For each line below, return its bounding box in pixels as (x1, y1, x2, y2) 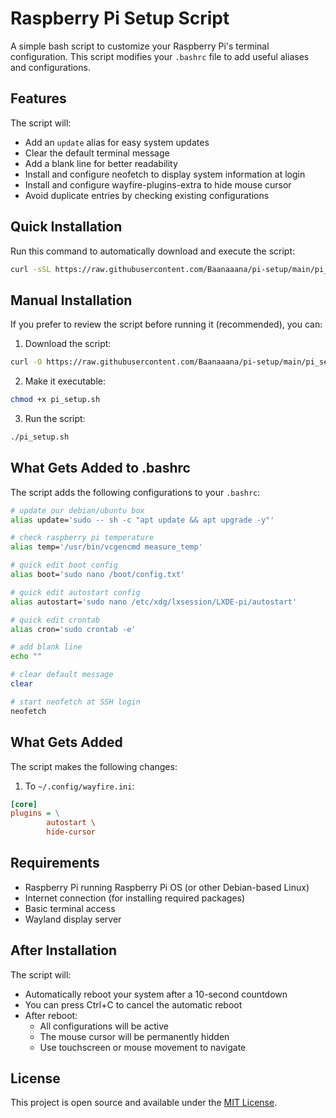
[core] (10, 799, 38, 809)
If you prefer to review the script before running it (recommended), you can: (10, 318, 323, 331)
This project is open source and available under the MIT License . (10, 1097, 278, 1109)
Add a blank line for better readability (24, 157, 178, 169)
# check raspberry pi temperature (10, 533, 155, 543)
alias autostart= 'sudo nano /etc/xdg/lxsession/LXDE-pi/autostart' (10, 597, 298, 607)
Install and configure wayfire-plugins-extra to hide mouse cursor (24, 178, 292, 191)
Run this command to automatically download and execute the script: (10, 245, 295, 257)
